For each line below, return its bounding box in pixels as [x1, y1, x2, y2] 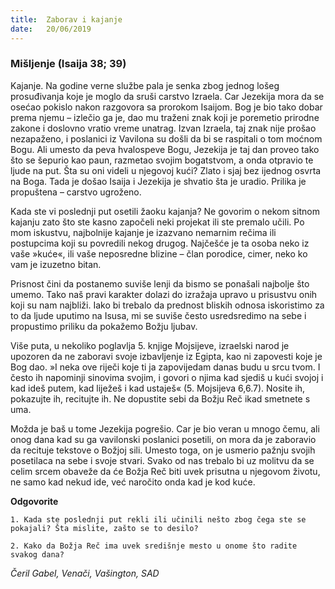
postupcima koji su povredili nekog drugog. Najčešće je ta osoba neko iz [10, 237, 310, 249]
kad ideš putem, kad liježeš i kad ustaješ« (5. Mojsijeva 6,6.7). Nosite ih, [10, 382, 305, 394]
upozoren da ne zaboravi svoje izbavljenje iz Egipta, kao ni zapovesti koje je [10, 350, 323, 362]
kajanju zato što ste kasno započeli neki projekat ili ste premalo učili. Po [10, 216, 305, 228]
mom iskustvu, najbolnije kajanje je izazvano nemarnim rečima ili [10, 226, 277, 238]
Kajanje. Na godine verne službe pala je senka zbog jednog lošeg [10, 79, 280, 91]
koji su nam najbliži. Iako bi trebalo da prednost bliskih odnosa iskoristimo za [10, 299, 325, 311]
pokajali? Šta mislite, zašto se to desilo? [10, 523, 199, 533]
